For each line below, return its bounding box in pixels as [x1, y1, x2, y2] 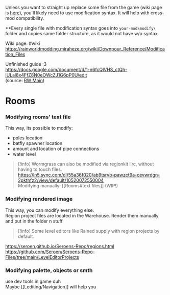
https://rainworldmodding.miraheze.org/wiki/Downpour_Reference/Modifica [5, 46, 165, 52]
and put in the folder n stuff [5, 218, 63, 224]
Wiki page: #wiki [5, 40, 40, 46]
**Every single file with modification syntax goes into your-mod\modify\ [5, 25, 156, 31]
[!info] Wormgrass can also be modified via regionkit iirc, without [17, 161, 154, 167]
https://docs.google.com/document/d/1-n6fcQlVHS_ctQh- [5, 66, 128, 72]
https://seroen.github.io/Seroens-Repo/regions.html [5, 243, 115, 249]
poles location [12, 135, 43, 141]
